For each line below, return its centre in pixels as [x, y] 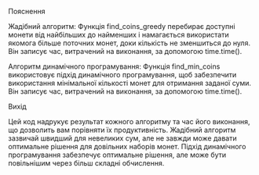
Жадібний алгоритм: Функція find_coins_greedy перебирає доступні [122, 26]
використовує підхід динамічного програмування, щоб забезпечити [122, 75]
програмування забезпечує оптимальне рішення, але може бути [117, 155]
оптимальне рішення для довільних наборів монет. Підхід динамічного [127, 146]
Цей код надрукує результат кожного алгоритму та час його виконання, [129, 121]
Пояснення [27, 11]
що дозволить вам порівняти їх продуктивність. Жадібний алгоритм [122, 130]
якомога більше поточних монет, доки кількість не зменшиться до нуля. [129, 43]
